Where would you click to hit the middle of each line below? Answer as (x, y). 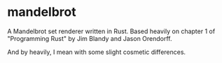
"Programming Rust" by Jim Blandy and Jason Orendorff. (90, 38)
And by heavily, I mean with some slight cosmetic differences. (97, 52)
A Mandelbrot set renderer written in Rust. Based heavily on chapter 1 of (111, 31)
